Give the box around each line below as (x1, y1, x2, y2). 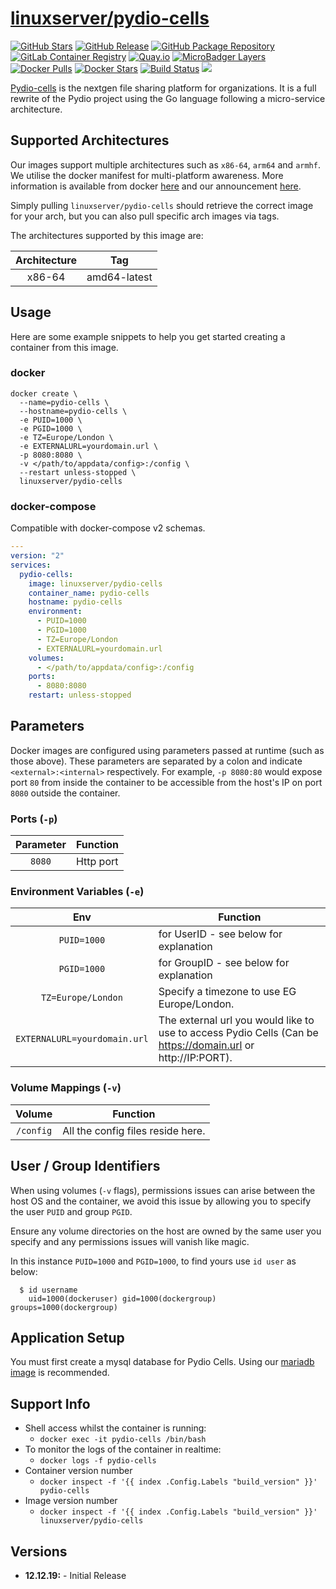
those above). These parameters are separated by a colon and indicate (10, 755, 303, 767)
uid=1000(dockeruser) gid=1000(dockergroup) (28, 1293, 217, 1304)
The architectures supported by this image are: (10, 229, 204, 241)
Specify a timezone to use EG (158, 985, 297, 999)
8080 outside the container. (10, 787, 121, 799)
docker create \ (10, 388, 78, 399)
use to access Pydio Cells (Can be (158, 1026, 319, 1040)
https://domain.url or (158, 1038, 255, 1052)
